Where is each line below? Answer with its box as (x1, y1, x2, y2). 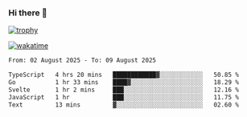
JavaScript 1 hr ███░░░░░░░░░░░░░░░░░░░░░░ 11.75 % (8, 93, 240, 101)
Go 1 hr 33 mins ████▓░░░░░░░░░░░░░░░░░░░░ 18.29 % (8, 79, 240, 87)
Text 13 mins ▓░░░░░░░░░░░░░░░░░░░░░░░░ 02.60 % (8, 100, 240, 109)
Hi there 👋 (8, 7, 48, 18)
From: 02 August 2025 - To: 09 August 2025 (8, 56, 157, 65)
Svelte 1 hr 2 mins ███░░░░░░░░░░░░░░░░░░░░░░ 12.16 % (8, 86, 240, 94)
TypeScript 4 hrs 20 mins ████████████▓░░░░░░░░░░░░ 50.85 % (8, 71, 240, 79)
